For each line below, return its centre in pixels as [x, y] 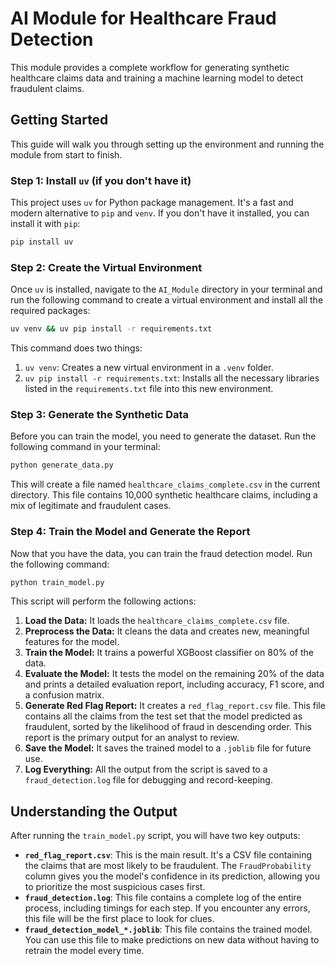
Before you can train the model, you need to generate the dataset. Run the [163, 436]
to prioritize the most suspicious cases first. [115, 887]
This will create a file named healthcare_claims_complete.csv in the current [165, 484]
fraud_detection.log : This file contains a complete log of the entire [163, 898]
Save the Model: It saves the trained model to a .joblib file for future [168, 748]
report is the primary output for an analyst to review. [132, 738]
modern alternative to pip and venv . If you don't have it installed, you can [160, 213]
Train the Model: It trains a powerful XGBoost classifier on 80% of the [169, 653]
